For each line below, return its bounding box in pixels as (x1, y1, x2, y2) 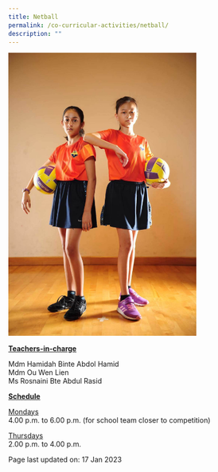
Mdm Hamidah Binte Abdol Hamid (8, 359, 119, 369)
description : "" (8, 29, 62, 37)
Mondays (8, 407, 39, 416)
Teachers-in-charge (8, 343, 77, 353)
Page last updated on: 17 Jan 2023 (8, 454, 122, 464)
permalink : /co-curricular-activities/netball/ (8, 21, 169, 29)
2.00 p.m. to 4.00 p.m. (8, 439, 82, 449)
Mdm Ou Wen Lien (8, 367, 69, 377)
